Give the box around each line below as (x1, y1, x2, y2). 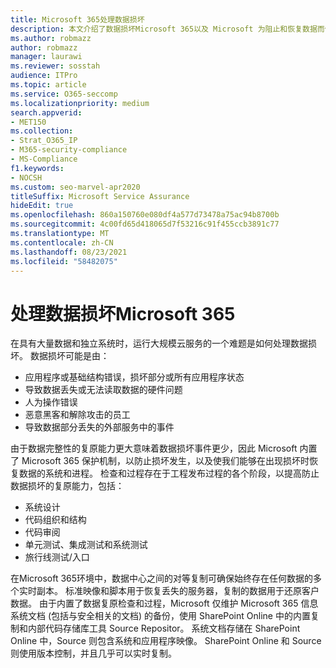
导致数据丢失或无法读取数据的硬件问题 (24, 384, 183, 396)
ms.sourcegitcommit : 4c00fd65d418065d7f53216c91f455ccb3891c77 (10, 219, 280, 230)
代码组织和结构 (24, 514, 87, 526)
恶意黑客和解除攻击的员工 (24, 409, 131, 421)
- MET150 (10, 117, 47, 127)
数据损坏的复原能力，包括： (10, 480, 125, 492)
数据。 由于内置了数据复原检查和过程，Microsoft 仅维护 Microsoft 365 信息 (10, 597, 319, 610)
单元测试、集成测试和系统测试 (24, 539, 148, 551)
